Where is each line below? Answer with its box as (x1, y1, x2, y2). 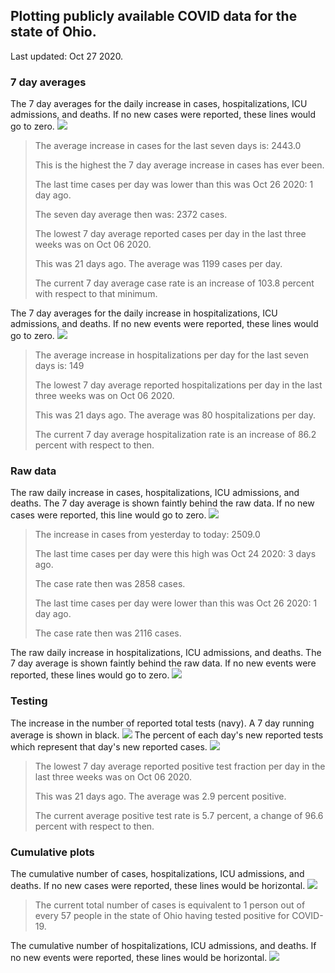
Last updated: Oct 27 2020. (10, 50, 124, 62)
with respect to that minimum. (34, 288, 158, 300)
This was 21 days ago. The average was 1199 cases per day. (34, 258, 283, 270)
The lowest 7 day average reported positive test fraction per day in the (34, 760, 326, 772)
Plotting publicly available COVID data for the (10, 8, 298, 25)
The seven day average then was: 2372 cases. (34, 209, 228, 221)
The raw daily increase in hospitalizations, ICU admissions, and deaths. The (10, 647, 322, 659)
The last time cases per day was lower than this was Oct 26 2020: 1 (34, 179, 314, 191)
